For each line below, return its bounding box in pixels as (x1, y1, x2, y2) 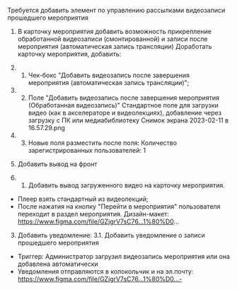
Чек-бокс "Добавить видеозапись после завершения (28, 71, 190, 79)
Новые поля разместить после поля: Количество (28, 139, 178, 147)
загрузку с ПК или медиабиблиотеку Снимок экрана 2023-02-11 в (28, 116, 229, 124)
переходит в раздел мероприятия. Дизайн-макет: (17, 210, 170, 218)
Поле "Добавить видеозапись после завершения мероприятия (28, 93, 219, 102)
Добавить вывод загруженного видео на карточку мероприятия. (28, 181, 225, 190)
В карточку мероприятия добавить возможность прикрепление (17, 28, 212, 35)
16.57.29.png (28, 124, 66, 132)
